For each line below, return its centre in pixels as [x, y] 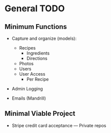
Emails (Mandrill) [29, 98]
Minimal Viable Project [40, 114]
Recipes [27, 48]
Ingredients [38, 53]
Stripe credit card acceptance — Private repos [59, 125]
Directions [37, 58]
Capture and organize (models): [44, 38]
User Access [32, 74]
